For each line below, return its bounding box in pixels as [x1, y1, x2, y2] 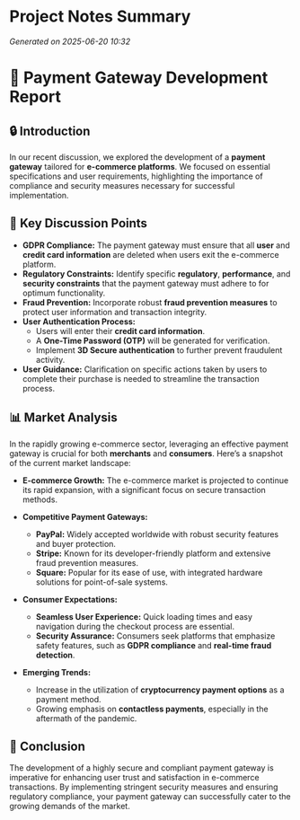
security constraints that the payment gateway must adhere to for [22, 278, 269, 288]
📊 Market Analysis [9, 410, 119, 426]
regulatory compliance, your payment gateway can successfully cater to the [9, 791, 291, 802]
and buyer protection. [35, 538, 117, 549]
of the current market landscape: [9, 457, 132, 468]
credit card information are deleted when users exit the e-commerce [22, 249, 280, 260]
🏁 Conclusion [9, 738, 85, 754]
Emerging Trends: [22, 666, 92, 677]
